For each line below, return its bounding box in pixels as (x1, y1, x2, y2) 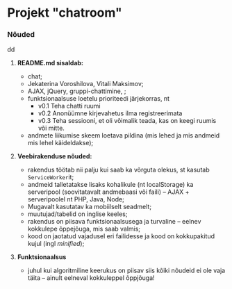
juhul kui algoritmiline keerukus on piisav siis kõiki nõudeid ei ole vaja (27, 266, 226, 275)
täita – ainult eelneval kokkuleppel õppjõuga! (27, 274, 155, 282)
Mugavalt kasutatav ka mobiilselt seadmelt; (27, 203, 151, 211)
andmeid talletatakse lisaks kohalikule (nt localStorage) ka (27, 181, 194, 189)
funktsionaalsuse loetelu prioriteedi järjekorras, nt (27, 94, 170, 103)
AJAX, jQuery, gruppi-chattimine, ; (27, 87, 126, 95)
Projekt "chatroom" (7, 5, 123, 21)
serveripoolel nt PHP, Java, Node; (27, 195, 125, 204)
